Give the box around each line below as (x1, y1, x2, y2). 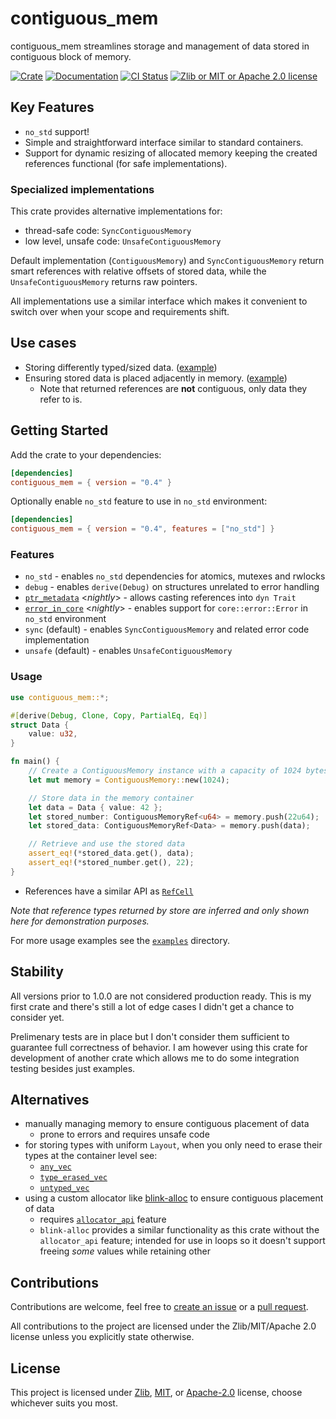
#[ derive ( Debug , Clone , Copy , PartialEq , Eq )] (10, 710, 208, 721)
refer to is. (39, 393, 83, 405)
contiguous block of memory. (10, 50, 132, 62)
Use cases (10, 335, 77, 352)
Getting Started (10, 422, 109, 439)
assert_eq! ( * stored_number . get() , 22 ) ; (28, 858, 195, 868)
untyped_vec (39, 1183, 90, 1194)
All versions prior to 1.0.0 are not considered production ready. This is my (10, 990, 312, 1002)
